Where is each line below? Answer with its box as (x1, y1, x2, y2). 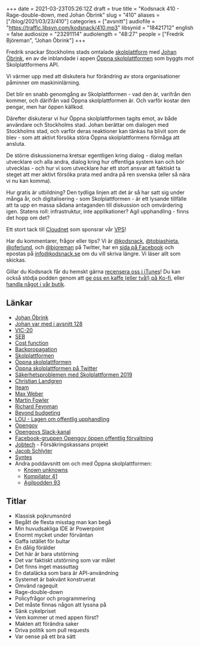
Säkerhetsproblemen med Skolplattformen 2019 (14, 371, 133, 378)
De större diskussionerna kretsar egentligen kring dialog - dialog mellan (6, 152, 183, 159)
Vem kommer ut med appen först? (14, 614, 99, 621)
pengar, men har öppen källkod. (6, 103, 85, 110)
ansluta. (6, 140, 26, 147)
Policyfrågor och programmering (14, 595, 96, 602)
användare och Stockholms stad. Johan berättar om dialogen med (6, 121, 169, 128)
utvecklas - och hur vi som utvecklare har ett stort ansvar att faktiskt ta (6, 164, 181, 172)
